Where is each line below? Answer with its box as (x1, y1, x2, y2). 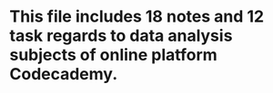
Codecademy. (9, 64, 118, 85)
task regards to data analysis (9, 25, 233, 46)
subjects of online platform (9, 45, 218, 65)
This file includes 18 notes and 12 (9, 6, 265, 27)
